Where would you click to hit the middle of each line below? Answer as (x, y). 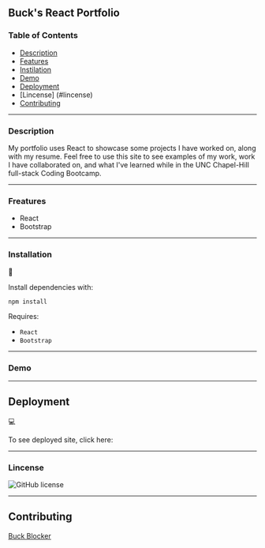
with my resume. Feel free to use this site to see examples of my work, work (132, 156)
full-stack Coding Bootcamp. (55, 173)
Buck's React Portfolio (64, 13)
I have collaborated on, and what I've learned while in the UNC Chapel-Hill (129, 164)
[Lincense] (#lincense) (56, 95)
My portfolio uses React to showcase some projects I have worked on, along (132, 148)
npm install (28, 302)
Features (34, 61)
